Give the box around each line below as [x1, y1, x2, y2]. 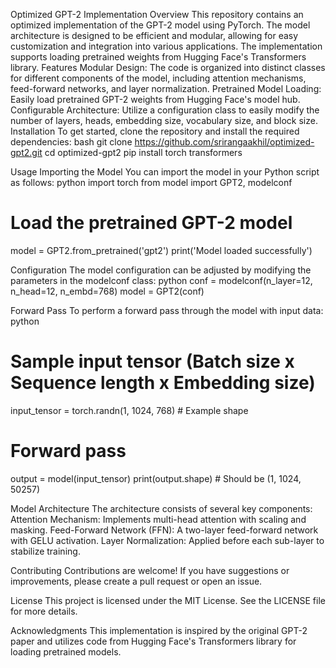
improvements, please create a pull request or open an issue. [10, 575, 263, 587]
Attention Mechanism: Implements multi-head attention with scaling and [10, 513, 307, 525]
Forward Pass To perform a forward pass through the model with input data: [10, 304, 324, 316]
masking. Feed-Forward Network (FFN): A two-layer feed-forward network [10, 524, 319, 536]
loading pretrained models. [10, 645, 122, 658]
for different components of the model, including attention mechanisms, [10, 72, 307, 84]
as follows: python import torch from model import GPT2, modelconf [10, 177, 293, 188]
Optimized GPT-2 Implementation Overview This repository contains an [10, 9, 304, 20]
